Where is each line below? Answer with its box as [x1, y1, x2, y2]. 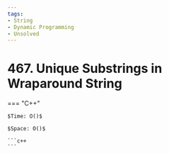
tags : [7, 10, 23, 18]
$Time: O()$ [7, 113, 42, 120]
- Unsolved [7, 30, 40, 38]
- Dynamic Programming [7, 23, 74, 30]
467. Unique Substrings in [7, 61, 163, 76]
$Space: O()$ [7, 125, 46, 132]
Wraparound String [7, 76, 122, 92]
